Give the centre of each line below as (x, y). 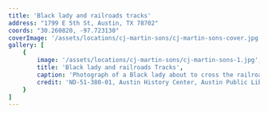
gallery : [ (26, 45)
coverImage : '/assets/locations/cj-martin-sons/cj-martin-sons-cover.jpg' (135, 38)
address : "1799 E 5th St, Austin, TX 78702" (83, 23)
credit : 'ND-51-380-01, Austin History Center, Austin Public (142, 82)
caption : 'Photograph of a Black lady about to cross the (135, 75)
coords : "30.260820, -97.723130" (64, 30)
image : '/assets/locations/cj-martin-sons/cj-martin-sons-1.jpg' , (150, 60)
